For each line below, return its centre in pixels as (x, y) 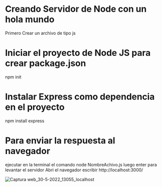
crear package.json (46, 64)
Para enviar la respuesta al (60, 140)
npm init (13, 77)
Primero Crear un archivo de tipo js (40, 33)
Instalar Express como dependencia (80, 97)
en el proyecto (35, 107)
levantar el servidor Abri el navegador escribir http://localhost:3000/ (74, 170)
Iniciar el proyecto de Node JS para (78, 53)
